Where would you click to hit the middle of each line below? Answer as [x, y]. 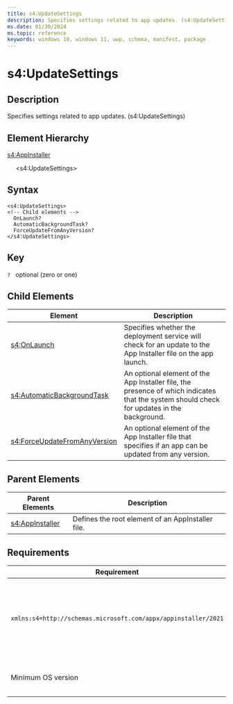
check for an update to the [167, 345]
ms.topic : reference [37, 33]
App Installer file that [158, 437]
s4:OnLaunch [33, 345]
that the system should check [172, 400]
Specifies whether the [159, 327]
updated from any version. [167, 455]
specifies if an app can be [166, 445]
